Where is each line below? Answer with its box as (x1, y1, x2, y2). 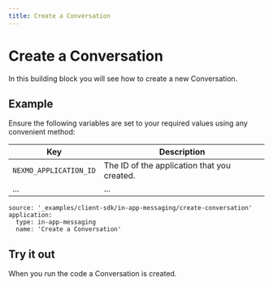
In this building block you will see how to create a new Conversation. (8, 74, 238, 83)
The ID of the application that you (103, 160, 232, 171)
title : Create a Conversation (8, 11, 111, 20)
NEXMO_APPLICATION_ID (12, 166, 96, 175)
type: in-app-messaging (15, 218, 96, 227)
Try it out (8, 247, 55, 261)
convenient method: (8, 127, 76, 137)
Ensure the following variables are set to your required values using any (8, 118, 248, 128)
